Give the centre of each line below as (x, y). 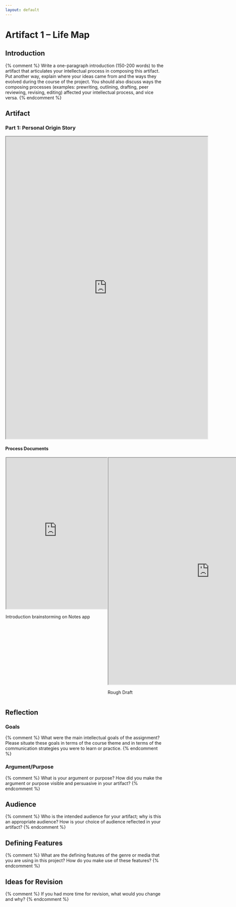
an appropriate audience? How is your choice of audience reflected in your (83, 822)
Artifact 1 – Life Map (47, 35)
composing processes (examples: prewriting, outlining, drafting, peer (77, 87)
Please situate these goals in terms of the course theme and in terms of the (83, 743)
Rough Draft (120, 692)
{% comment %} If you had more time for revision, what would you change (83, 894)
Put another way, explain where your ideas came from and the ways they (81, 76)
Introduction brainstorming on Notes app (48, 617)
